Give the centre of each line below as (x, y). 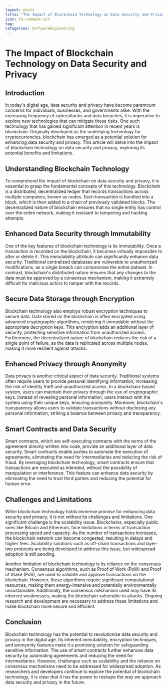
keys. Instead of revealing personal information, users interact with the (78, 397)
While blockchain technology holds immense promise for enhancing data (80, 511)
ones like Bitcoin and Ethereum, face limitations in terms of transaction (78, 527)
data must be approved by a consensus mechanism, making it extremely (80, 278)
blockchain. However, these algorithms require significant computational (80, 580)
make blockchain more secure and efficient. (50, 606)
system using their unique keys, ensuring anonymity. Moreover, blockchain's (84, 403)
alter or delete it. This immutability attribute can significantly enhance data (82, 257)
